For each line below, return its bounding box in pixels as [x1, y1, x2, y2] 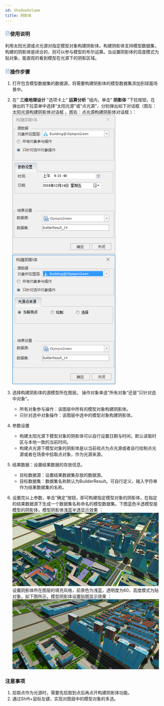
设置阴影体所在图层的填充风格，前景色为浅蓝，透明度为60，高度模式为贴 [12, 587, 159, 593]
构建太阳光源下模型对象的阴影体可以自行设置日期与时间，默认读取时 [19, 433, 157, 439]
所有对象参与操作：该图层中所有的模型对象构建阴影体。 [19, 406, 131, 412]
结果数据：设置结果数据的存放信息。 [12, 462, 85, 468]
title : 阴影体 [5, 13, 32, 18]
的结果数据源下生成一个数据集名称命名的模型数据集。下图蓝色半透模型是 [12, 501, 158, 507]
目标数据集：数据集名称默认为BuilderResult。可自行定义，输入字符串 [19, 478, 158, 484]
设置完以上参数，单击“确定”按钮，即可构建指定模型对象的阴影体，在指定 [12, 495, 158, 501]
